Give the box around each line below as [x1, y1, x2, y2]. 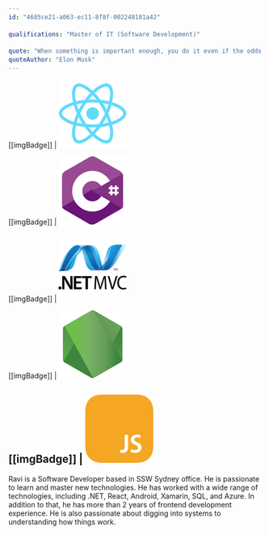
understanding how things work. [8, 516, 116, 526]
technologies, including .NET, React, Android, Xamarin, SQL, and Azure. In [8, 490, 254, 501]
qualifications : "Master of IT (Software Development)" [8, 30, 200, 38]
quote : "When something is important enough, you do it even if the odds [8, 47, 263, 56]
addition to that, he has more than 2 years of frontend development [8, 499, 233, 509]
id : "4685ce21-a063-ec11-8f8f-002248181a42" [8, 13, 161, 21]
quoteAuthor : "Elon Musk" [8, 56, 95, 64]
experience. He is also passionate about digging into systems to [8, 508, 221, 518]
